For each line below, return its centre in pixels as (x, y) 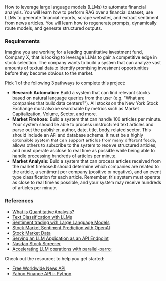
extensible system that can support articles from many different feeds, (84, 140)
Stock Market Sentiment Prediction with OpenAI (61, 227)
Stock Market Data (31, 233)
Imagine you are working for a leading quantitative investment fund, (74, 52)
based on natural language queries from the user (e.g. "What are (78, 98)
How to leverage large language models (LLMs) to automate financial (76, 7)
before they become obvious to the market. (49, 73)
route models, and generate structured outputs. (54, 28)
